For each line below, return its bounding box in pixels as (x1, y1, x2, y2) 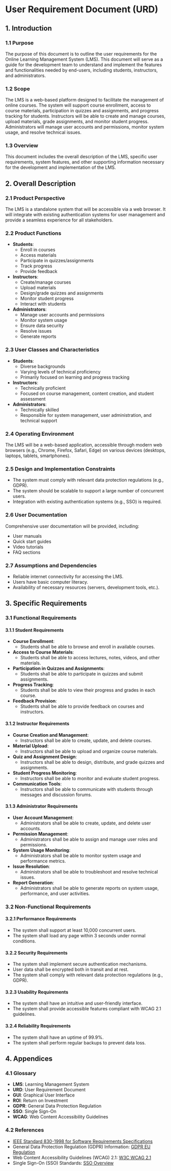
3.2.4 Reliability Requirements (5, 1023, 71, 1029)
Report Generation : (12, 879, 54, 886)
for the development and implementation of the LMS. (5, 164, 116, 170)
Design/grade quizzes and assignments (20, 290, 103, 296)
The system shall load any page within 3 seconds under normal (12, 932, 146, 938)
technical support (20, 417, 58, 423)
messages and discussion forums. (20, 791, 93, 798)
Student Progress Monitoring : (12, 769, 77, 776)
